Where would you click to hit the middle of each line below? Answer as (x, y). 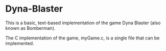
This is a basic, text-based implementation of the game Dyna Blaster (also (83, 23)
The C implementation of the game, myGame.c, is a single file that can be (82, 38)
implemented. (20, 43)
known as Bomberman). (30, 28)
